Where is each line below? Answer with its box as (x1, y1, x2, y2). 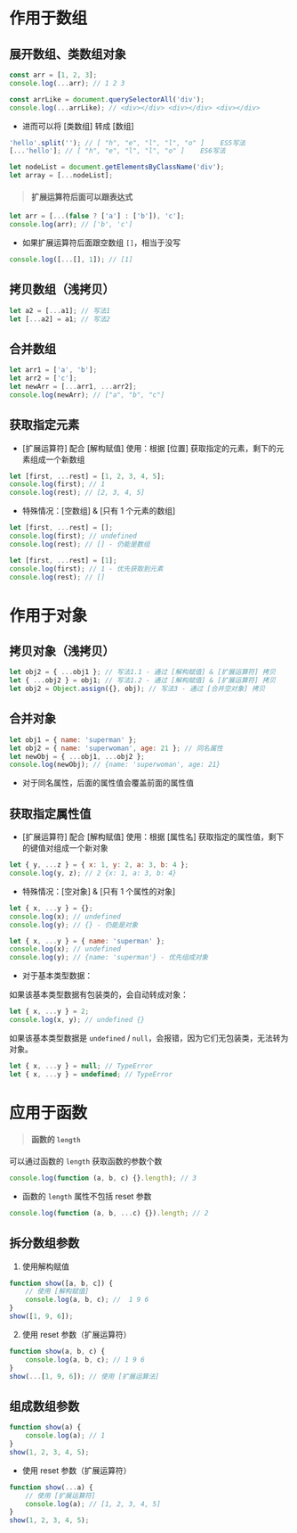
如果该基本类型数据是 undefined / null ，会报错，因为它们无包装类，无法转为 (9, 1032, 289, 1043)
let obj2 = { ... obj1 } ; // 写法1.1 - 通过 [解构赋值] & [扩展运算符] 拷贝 (9, 668, 277, 677)
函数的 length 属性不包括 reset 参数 (21, 1191, 152, 1201)
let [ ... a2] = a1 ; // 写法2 (9, 314, 111, 324)
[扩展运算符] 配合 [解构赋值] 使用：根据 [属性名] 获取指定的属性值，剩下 (21, 831, 285, 843)
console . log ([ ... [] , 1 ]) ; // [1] (9, 255, 133, 264)
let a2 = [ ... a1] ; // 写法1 (9, 306, 111, 315)
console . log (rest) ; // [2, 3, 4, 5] (9, 488, 145, 498)
